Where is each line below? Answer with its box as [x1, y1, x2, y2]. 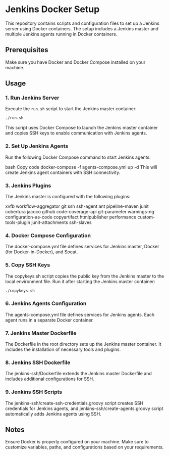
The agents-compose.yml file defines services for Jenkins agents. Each [5, 311, 155, 317]
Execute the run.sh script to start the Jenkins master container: [5, 106, 137, 112]
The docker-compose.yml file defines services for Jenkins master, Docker [5, 244, 159, 250]
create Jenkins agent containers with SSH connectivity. [5, 169, 121, 175]
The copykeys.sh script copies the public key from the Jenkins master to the [5, 273, 164, 279]
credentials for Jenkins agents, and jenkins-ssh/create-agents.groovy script [5, 405, 163, 412]
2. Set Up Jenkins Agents [5, 143, 69, 150]
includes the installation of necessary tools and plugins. [5, 346, 121, 352]
